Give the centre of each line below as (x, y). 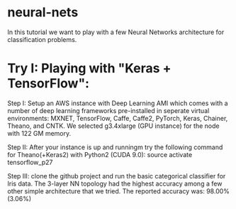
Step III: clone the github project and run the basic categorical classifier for (117, 176)
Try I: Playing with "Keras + (89, 69)
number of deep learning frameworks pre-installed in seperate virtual (108, 110)
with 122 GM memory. (39, 133)
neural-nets (43, 12)
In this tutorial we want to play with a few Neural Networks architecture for (116, 32)
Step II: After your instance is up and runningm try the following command (115, 147)
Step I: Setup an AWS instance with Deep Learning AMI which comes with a (118, 103)
